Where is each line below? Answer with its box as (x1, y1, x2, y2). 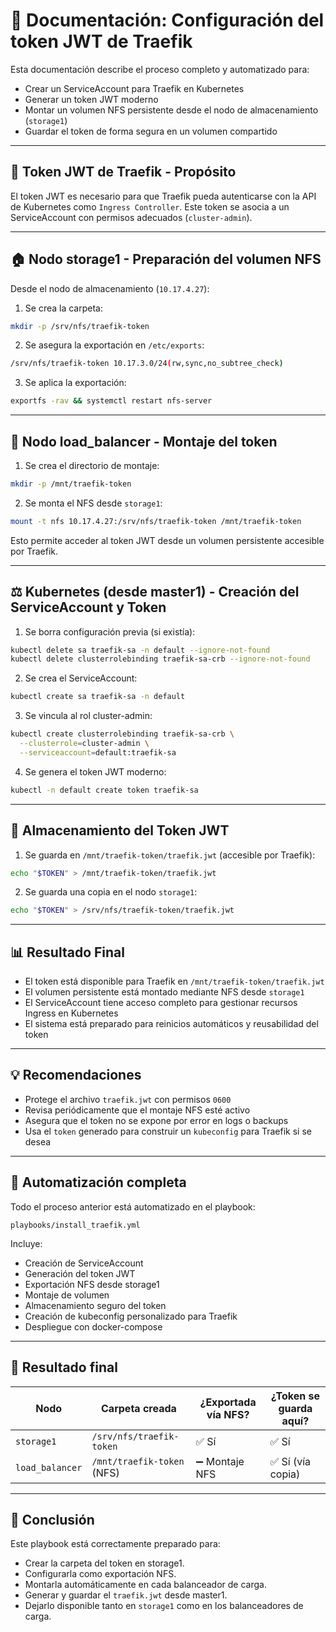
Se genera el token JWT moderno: (24, 765, 167, 778)
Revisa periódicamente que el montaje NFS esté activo (24, 1104, 251, 1116)
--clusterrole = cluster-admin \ (19, 739, 150, 749)
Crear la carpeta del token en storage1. (24, 1557, 185, 1569)
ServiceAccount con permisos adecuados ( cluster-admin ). (10, 211, 253, 223)
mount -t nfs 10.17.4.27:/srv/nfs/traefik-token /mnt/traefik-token (10, 516, 302, 526)
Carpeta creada (101, 1401, 177, 1415)
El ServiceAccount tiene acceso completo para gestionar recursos (24, 997, 298, 1009)
